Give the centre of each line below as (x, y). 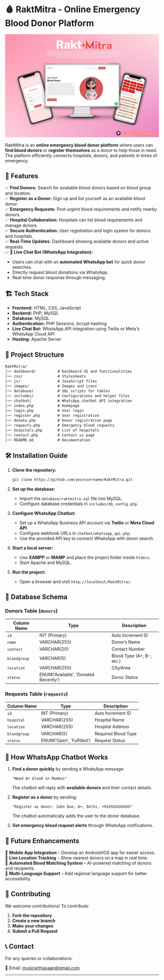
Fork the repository (32, 915)
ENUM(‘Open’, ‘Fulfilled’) (66, 740)
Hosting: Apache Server (37, 339)
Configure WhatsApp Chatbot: (44, 513)
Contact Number (128, 649)
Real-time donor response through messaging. (59, 278)
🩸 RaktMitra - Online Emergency (73, 10)
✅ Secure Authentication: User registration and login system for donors (78, 231)
